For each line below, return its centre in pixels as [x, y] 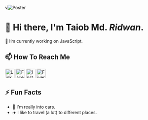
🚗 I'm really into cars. [34, 107]
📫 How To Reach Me [37, 57]
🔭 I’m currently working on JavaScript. [44, 41]
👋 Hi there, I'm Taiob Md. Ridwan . [74, 28]
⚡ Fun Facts [23, 93]
